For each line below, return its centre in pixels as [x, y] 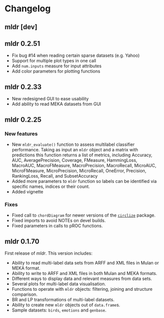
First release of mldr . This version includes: [49, 253]
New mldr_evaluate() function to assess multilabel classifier [73, 144]
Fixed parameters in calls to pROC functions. [57, 226]
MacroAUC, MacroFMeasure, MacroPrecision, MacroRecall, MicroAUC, [84, 165]
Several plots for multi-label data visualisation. [59, 284]
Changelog [28, 9]
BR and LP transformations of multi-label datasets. [63, 299]
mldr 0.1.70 [22, 241]
